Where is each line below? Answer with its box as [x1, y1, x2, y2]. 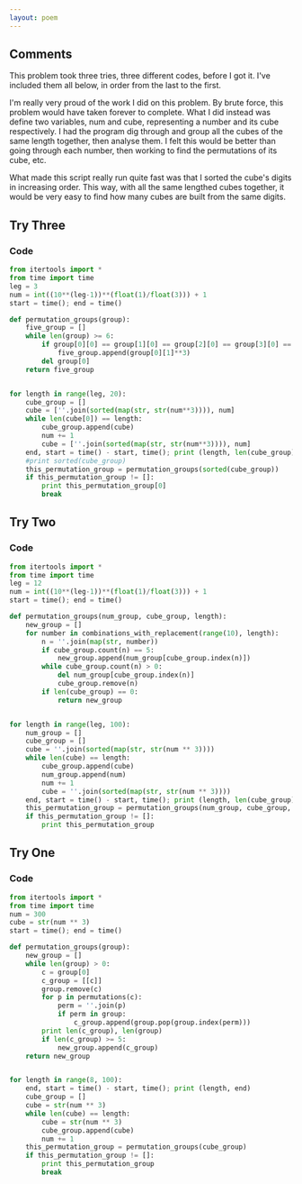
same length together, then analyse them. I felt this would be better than [9, 136, 276, 147]
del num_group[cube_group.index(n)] [57, 670, 195, 680]
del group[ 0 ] [41, 357, 91, 366]
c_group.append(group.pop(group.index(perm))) [73, 1018, 252, 1027]
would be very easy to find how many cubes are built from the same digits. [9, 191, 286, 203]
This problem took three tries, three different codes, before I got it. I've [9, 70, 271, 81]
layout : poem [9, 13, 58, 23]
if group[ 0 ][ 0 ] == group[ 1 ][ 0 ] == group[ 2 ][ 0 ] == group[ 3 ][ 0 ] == [41, 340, 292, 350]
